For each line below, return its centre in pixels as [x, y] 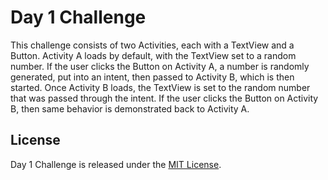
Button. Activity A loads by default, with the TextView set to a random [153, 55]
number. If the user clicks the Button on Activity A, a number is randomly [160, 66]
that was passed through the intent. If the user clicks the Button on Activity [164, 98]
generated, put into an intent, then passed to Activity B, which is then [152, 77]
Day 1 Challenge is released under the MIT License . [116, 164]
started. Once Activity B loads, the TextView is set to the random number [160, 87]
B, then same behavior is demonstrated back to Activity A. [130, 108]
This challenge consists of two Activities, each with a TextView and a [152, 45]
